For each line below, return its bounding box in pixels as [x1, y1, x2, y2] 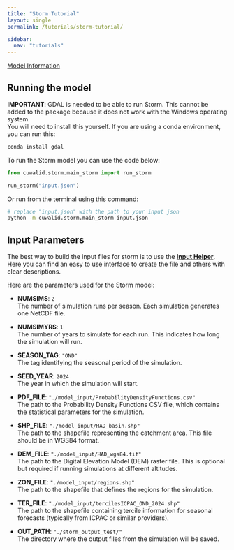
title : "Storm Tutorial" [7, 10, 80, 17]
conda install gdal [7, 143, 64, 150]
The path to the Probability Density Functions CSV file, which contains [17, 401, 220, 409]
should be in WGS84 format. [17, 436, 100, 445]
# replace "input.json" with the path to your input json [7, 208, 180, 215]
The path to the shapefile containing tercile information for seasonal [17, 507, 213, 515]
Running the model [7, 82, 92, 94]
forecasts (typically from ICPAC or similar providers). [17, 514, 169, 522]
